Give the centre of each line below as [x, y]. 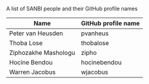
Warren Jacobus [32, 72]
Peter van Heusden [36, 33]
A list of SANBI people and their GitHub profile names [72, 9]
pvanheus [95, 33]
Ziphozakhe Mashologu [42, 53]
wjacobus [95, 72]
